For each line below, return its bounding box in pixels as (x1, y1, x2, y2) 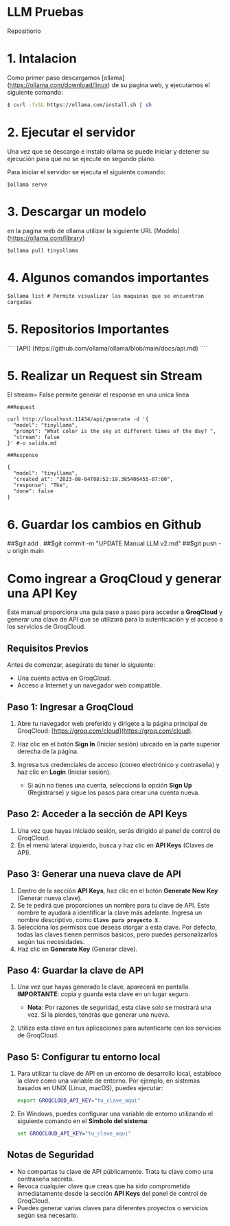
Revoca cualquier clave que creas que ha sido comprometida (16, 1181, 190, 1190)
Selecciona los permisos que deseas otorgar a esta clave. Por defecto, (16, 923, 218, 931)
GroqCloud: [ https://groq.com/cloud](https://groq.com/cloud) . (16, 727, 194, 735)
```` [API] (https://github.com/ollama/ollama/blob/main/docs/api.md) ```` (7, 344, 208, 352)
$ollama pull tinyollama (7, 247, 78, 254)
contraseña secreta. (16, 1175, 74, 1183)
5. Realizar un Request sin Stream (7, 368, 203, 384)
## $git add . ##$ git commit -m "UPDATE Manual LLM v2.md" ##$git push (7, 539, 218, 547)
